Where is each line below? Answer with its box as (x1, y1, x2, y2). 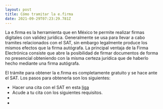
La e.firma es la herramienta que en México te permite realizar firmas (5, 30, 144, 36)
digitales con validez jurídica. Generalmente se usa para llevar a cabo (5, 35, 145, 40)
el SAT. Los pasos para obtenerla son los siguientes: (5, 75, 111, 81)
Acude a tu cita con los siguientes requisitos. (12, 90, 103, 95)
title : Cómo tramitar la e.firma (5, 12, 73, 17)
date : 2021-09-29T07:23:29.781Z (5, 16, 71, 21)
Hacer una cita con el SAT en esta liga (12, 85, 89, 91)
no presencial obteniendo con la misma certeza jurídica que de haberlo (5, 55, 148, 61)
